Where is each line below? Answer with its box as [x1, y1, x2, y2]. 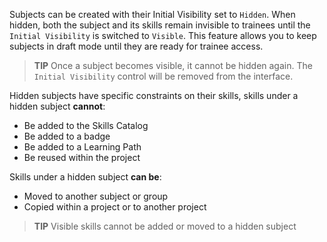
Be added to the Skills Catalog [23, 120, 149, 131]
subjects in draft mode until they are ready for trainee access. [9, 40, 264, 52]
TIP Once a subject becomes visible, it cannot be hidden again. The [33, 60, 313, 71]
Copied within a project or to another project [23, 201, 207, 213]
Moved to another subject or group [23, 190, 169, 202]
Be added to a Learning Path [23, 141, 142, 153]
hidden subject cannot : [9, 100, 106, 112]
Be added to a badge [23, 130, 111, 142]
